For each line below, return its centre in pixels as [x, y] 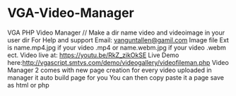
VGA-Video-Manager [71, 13]
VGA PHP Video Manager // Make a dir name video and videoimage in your [116, 32]
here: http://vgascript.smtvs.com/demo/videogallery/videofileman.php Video [118, 62]
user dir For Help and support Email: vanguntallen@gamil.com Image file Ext [118, 40]
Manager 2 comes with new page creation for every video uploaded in [110, 70]
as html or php [28, 85]
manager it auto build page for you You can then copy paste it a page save [116, 77]
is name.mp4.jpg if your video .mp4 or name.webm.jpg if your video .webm [117, 47]
